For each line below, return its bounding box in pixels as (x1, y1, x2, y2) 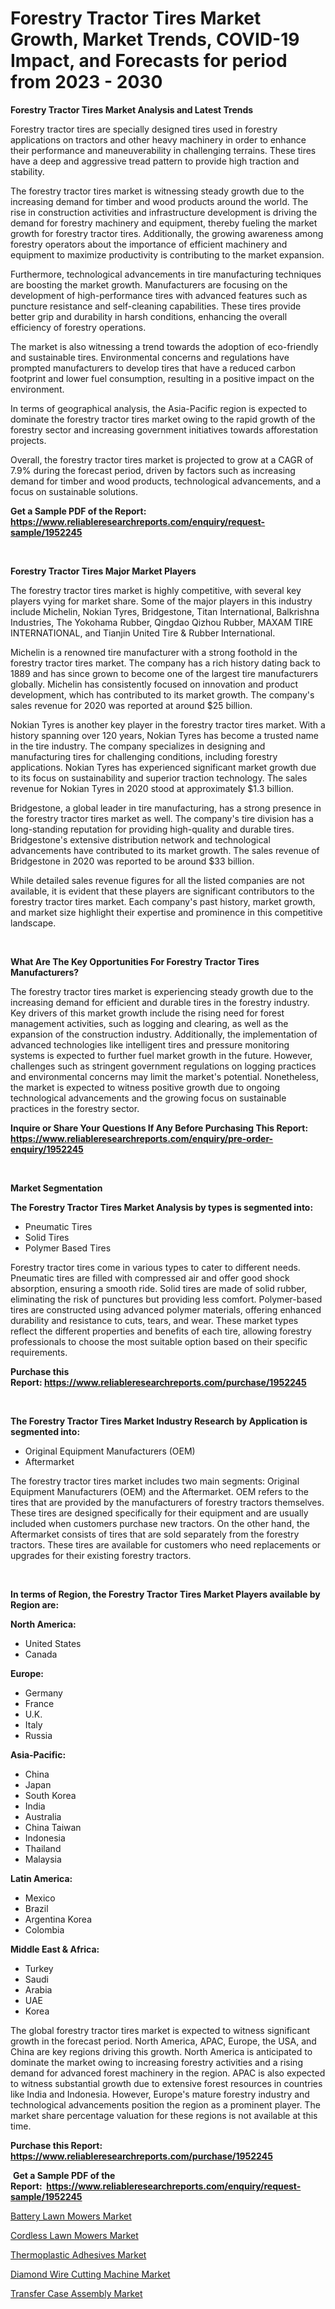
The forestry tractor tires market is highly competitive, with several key (10, 584, 302, 596)
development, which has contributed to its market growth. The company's (10, 688, 315, 701)
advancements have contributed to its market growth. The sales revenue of (10, 844, 320, 856)
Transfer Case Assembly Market (10, 2287, 143, 2299)
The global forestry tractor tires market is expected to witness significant (10, 2024, 311, 2036)
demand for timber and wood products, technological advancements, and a (10, 475, 322, 487)
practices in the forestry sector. (10, 1102, 140, 1114)
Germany (24, 1687, 63, 1699)
